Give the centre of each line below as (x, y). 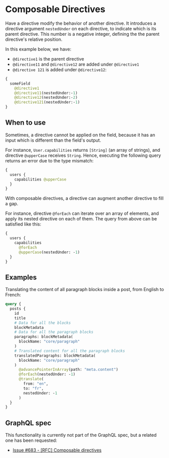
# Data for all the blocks (43, 323)
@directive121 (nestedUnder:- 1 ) (47, 102)
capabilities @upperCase (40, 179)
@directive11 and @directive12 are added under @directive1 (76, 64)
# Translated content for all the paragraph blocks (70, 351)
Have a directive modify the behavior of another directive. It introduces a (81, 23)
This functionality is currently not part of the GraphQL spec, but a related (81, 435)
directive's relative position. (34, 39)
